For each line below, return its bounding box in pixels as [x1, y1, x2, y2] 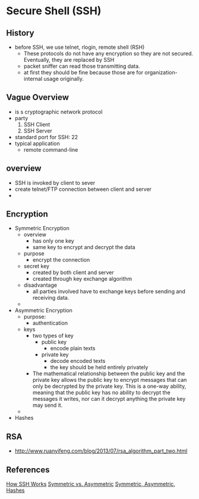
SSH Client [23, 121, 50, 128]
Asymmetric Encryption [14, 307, 72, 314]
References [6, 465, 50, 475]
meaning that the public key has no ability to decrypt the [32, 389, 170, 396]
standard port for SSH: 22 [14, 133, 78, 140]
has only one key [32, 237, 74, 244]
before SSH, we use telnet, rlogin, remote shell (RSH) [14, 43, 145, 51]
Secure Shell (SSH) [6, 4, 102, 18]
